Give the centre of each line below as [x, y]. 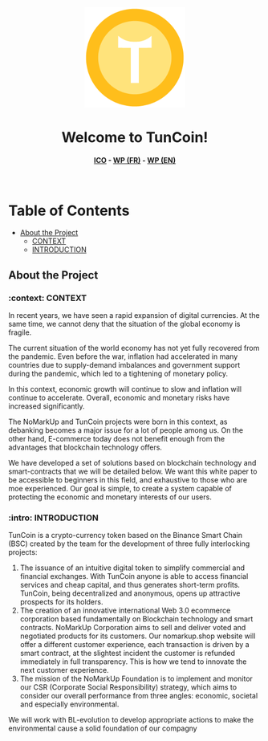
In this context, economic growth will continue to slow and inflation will [125, 389]
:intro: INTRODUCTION [53, 518]
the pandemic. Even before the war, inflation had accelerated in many [123, 356]
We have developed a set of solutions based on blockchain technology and [132, 463]
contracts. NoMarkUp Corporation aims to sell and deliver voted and [133, 628]
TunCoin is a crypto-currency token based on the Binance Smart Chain [126, 535]
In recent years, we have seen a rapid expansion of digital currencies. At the [134, 316]
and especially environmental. [69, 704]
